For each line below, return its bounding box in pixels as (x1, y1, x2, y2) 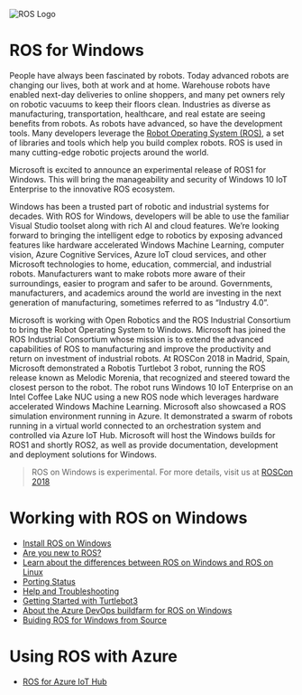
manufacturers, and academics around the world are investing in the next (9, 287, 282, 298)
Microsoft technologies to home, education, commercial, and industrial (9, 258, 272, 269)
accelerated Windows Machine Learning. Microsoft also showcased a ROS (9, 400, 287, 411)
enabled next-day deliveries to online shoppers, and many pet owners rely (9, 89, 286, 99)
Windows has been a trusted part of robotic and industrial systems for (9, 201, 270, 211)
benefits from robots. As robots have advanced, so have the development (9, 117, 283, 128)
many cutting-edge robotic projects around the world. (9, 146, 209, 157)
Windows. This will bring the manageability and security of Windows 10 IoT (9, 174, 288, 184)
